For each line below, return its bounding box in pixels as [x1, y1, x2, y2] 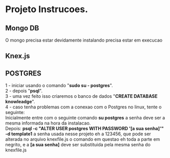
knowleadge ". [5, 99, 35, 105]
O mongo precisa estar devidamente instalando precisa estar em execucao [5, 37, 163, 43]
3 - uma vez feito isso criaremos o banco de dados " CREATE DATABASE [5, 93, 158, 99]
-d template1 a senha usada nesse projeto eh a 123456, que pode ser [5, 131, 151, 137]
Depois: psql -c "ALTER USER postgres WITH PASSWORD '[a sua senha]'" [5, 126, 164, 132]
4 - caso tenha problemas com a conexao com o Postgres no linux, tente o [5, 104, 162, 110]
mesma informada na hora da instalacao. [5, 120, 91, 126]
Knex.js [5, 52, 30, 60]
